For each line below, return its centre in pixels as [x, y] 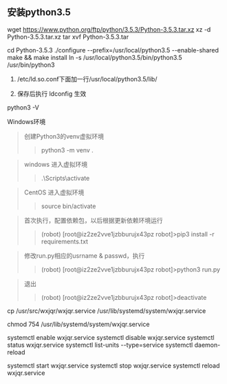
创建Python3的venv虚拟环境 [64, 136]
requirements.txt [64, 241]
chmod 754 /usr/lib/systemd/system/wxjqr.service [78, 324]
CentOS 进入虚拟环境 [54, 192]
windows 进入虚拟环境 [56, 164]
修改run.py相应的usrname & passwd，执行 [84, 255]
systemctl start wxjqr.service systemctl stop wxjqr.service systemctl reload [113, 365]
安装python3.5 [39, 12]
